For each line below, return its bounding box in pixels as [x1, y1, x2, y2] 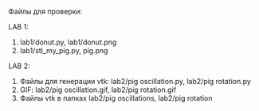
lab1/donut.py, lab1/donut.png [19, 37, 117, 47]
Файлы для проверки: [8, 7, 83, 16]
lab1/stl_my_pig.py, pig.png [19, 46, 108, 55]
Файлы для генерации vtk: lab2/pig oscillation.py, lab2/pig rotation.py [19, 77, 251, 86]
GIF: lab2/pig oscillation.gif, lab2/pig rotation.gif [19, 85, 177, 94]
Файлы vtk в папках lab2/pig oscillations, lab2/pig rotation [19, 94, 213, 102]
